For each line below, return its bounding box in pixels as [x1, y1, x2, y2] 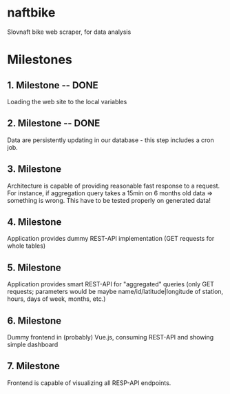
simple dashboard [7, 340, 59, 348]
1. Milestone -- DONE [7, 79, 98, 91]
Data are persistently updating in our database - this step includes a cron [7, 136, 215, 144]
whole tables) [7, 242, 46, 250]
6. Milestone [7, 315, 62, 326]
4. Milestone [7, 216, 62, 228]
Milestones [7, 52, 72, 68]
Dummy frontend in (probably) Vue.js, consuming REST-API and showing [7, 333, 214, 341]
